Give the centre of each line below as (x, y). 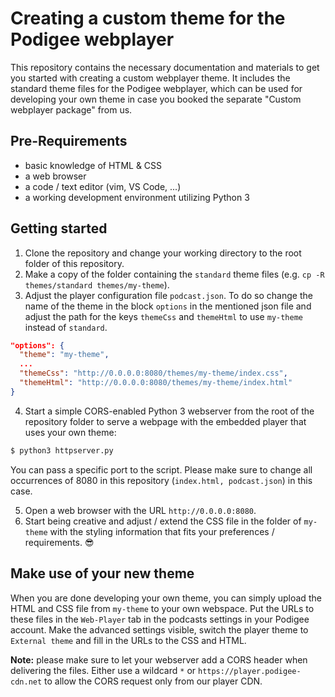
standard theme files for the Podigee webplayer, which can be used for (156, 88)
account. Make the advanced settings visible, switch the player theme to (159, 629)
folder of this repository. (74, 263)
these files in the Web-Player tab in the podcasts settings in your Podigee (160, 619)
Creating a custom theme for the (148, 18)
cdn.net (26, 682)
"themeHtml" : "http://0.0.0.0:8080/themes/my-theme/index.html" (156, 383)
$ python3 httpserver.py (62, 450)
